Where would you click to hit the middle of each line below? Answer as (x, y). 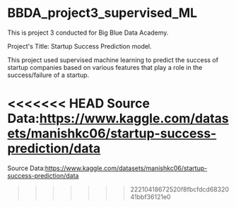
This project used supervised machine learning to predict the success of (113, 60)
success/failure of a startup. (48, 75)
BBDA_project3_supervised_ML (102, 13)
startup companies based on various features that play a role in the (105, 67)
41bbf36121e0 (151, 196)
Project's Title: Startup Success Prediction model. (79, 46)
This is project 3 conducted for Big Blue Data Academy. (88, 32)
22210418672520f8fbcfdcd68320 (180, 189)
